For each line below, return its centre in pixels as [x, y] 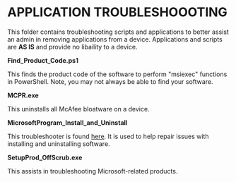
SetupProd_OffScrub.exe [45, 157]
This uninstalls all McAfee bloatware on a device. [78, 109]
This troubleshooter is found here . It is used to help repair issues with [108, 136]
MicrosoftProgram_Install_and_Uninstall [67, 122]
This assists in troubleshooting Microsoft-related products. [93, 171]
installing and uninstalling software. [59, 144]
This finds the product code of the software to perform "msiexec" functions [117, 74]
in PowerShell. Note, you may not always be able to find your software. [110, 81]
